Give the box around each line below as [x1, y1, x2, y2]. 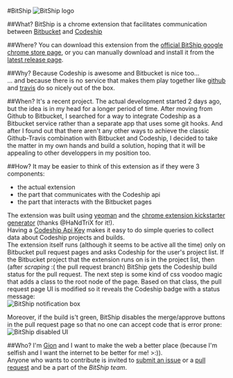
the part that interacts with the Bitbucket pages [17, 198, 153, 206]
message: [7, 292, 35, 300]
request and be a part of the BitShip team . [7, 363, 128, 371]
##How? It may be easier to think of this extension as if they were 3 [7, 162, 200, 170]
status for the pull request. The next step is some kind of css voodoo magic [7, 270, 223, 278]
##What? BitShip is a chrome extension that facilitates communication [7, 20, 207, 28]
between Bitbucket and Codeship [7, 28, 103, 35]
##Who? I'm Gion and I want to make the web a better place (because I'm [7, 341, 218, 350]
